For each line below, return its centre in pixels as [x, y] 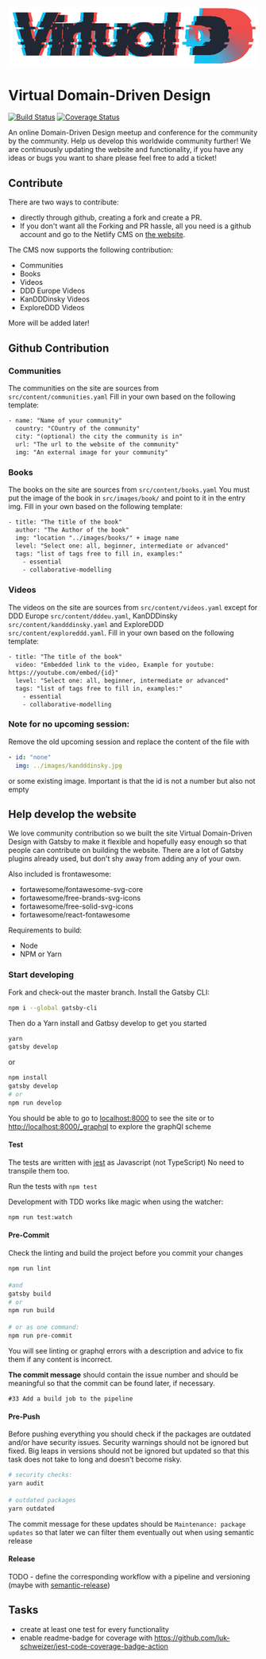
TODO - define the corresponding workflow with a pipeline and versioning [129, 1576]
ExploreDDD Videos [52, 308]
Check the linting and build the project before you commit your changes [126, 1253]
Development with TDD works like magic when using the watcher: [116, 1201]
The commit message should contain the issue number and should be [123, 1374]
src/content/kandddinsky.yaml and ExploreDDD [86, 624]
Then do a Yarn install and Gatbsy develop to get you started [108, 1023]
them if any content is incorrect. [60, 1359]
